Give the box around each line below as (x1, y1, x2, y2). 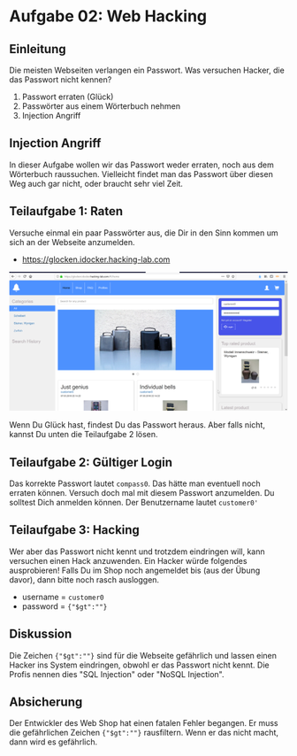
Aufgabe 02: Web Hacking (9, 6, 208, 27)
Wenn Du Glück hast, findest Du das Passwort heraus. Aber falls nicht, (9, 420, 265, 430)
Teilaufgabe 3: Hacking (9, 522, 140, 537)
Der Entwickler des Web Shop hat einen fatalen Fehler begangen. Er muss (9, 718, 278, 729)
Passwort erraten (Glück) (21, 91, 114, 102)
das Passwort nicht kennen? (9, 74, 112, 85)
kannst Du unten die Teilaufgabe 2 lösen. (9, 429, 158, 440)
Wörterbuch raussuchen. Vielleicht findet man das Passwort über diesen (9, 168, 274, 179)
